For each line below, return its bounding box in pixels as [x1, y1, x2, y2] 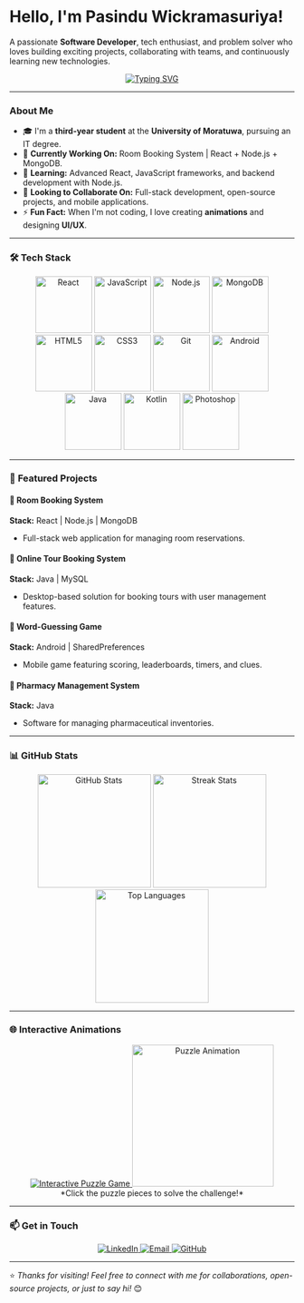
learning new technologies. [9, 55, 110, 66]
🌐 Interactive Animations [9, 1024, 122, 1036]
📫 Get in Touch [9, 1219, 79, 1231]
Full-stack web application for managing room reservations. [22, 533, 246, 544]
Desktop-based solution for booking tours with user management [22, 591, 267, 602]
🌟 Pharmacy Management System [9, 680, 140, 691]
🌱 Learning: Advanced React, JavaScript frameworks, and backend [22, 168, 275, 179]
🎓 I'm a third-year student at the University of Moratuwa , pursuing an [22, 125, 291, 137]
